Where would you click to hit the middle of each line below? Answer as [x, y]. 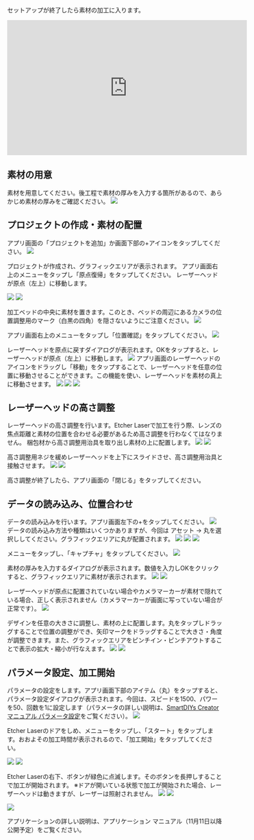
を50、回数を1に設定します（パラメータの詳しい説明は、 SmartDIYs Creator [113, 708]
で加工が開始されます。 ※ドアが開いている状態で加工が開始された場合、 [109, 785]
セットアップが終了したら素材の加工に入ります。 [76, 10]
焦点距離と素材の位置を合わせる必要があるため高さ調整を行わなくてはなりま [115, 434]
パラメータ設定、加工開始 [61, 672]
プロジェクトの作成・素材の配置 [75, 225]
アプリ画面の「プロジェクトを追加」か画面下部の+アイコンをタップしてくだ [114, 243]
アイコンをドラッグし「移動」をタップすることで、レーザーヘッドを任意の [112, 366]
